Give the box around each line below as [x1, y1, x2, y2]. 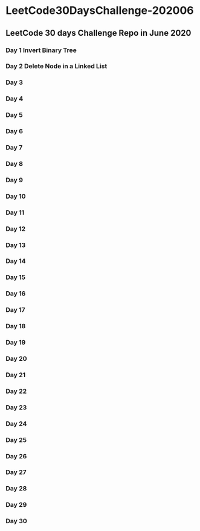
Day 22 [5, 387, 27, 395]
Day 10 [5, 192, 26, 200]
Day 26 [5, 452, 27, 460]
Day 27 [5, 468, 27, 477]
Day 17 [5, 306, 25, 314]
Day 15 [5, 273, 25, 282]
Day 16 [5, 289, 26, 298]
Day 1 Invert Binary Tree [5, 46, 77, 54]
